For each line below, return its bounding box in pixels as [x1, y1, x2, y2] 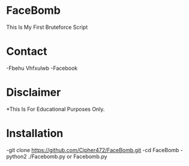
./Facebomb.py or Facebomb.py [28, 153, 107, 160]
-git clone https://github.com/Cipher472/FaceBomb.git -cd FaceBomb [6, 146, 179, 153]
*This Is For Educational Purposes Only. [6, 105, 105, 112]
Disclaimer [6, 85, 61, 99]
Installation [6, 127, 64, 140]
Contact [6, 45, 47, 58]
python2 [6, 153, 27, 160]
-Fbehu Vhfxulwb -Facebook [6, 64, 78, 72]
